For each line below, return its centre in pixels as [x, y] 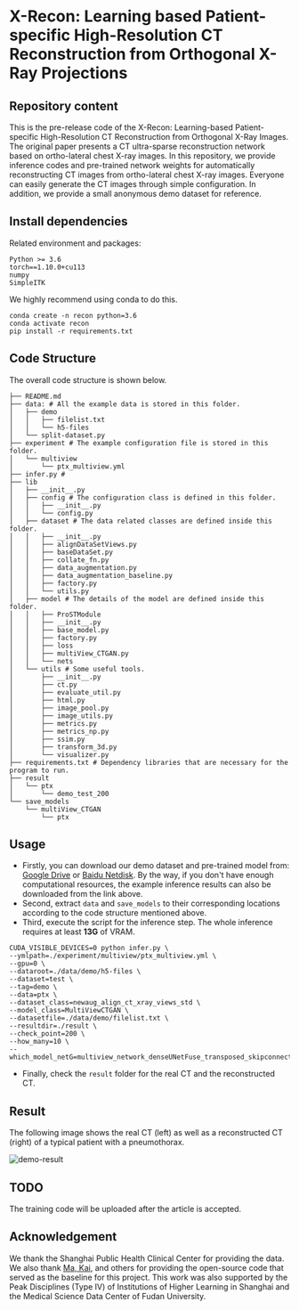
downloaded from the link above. [83, 894]
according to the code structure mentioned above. [114, 913]
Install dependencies [69, 221]
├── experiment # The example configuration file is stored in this [139, 443]
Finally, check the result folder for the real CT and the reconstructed [149, 1074]
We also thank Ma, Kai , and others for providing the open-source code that [147, 1267]
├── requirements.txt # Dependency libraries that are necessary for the [149, 762]
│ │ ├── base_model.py [59, 630]
